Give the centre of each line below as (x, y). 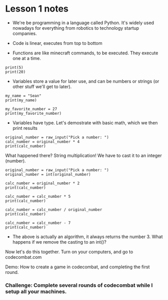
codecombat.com (23, 257)
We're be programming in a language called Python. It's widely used (83, 23)
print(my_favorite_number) (33, 113)
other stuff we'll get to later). (42, 87)
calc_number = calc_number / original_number (54, 209)
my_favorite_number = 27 (31, 109)
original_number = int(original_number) (48, 174)
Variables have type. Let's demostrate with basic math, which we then (85, 123)
